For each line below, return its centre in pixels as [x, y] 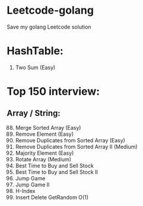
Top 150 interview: [53, 91]
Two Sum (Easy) [35, 67]
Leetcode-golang [50, 10]
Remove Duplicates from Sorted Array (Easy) [70, 140]
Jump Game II [32, 185]
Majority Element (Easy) [45, 153]
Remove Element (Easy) [44, 134]
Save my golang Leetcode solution [49, 27]
